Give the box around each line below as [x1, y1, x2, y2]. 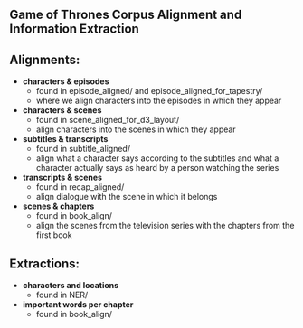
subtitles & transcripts [22, 134, 109, 145]
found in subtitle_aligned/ [35, 144, 131, 155]
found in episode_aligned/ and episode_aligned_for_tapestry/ [35, 86, 263, 97]
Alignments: [9, 52, 80, 67]
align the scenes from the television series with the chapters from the [35, 220, 295, 231]
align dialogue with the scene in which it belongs [35, 192, 218, 202]
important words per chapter [22, 299, 134, 310]
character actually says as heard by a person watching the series [35, 163, 279, 173]
